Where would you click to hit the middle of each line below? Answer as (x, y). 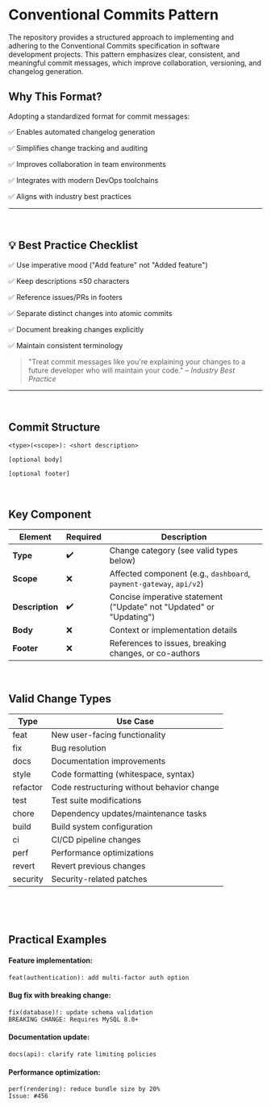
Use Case (135, 721)
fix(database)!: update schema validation (81, 1012)
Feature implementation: (50, 960)
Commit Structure (54, 427)
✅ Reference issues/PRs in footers (66, 297)
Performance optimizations (103, 853)
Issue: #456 (28, 1097)
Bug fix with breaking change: (60, 995)
